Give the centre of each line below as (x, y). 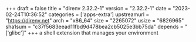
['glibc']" (16, 33)
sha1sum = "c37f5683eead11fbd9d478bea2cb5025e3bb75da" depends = (95, 26)
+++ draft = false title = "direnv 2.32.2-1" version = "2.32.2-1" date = (88, 8)
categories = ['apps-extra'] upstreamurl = (99, 14)
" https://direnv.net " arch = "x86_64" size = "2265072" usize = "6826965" (95, 20)
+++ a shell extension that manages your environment (93, 33)
